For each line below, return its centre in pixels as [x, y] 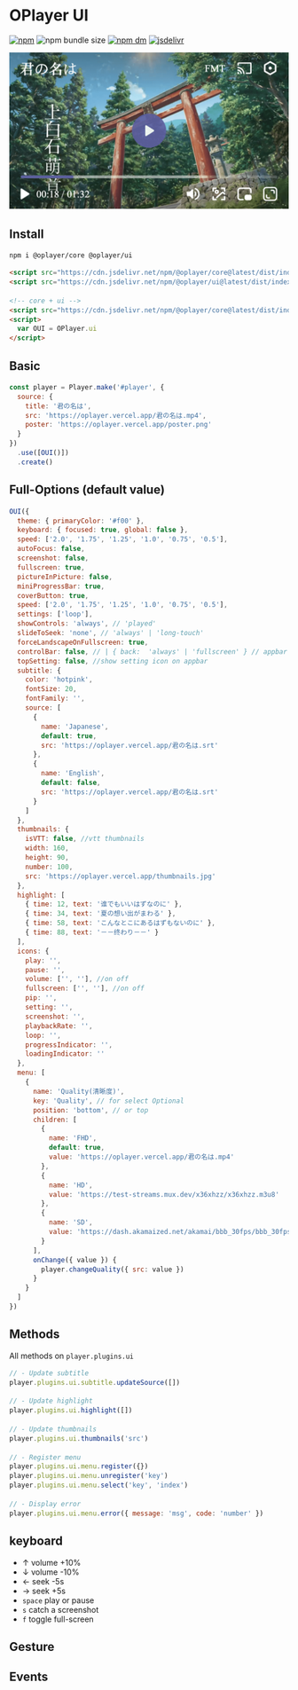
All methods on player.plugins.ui [72, 1356]
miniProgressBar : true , [61, 586]
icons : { [33, 951]
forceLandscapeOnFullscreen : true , [83, 642]
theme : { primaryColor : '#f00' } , [81, 521]
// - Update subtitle [49, 1373]
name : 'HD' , [71, 1185]
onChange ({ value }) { [74, 1260]
